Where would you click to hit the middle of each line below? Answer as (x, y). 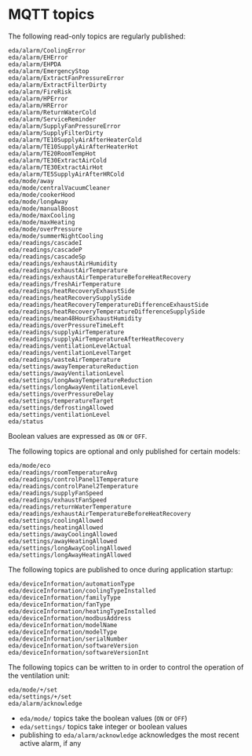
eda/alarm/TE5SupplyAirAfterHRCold (66, 174)
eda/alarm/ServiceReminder (52, 119)
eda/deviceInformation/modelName (63, 625)
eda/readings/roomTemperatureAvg (63, 473)
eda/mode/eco (29, 466)
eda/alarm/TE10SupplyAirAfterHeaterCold (75, 140)
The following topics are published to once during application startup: (121, 569)
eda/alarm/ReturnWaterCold (52, 112)
